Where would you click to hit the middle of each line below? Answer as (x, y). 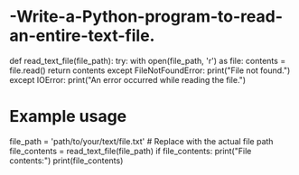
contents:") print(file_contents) (66, 161)
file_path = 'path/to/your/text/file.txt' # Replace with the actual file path (141, 141)
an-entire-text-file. (82, 36)
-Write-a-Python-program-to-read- (146, 17)
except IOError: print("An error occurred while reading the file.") (128, 79)
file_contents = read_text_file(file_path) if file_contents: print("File (131, 151)
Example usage (68, 117)
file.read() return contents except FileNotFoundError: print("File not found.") (150, 70)
